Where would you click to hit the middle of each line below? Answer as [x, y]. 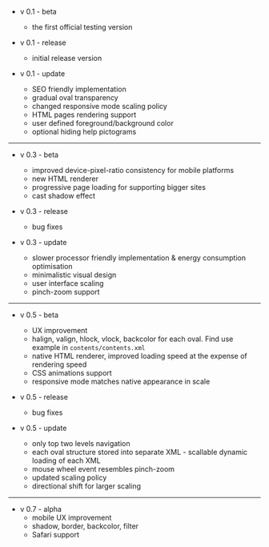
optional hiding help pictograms [84, 132]
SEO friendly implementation [79, 89]
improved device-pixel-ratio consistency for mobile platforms [133, 170]
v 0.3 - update [43, 242]
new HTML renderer [65, 179]
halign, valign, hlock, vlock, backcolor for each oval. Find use [132, 339]
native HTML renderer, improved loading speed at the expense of [139, 356]
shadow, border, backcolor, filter [85, 526]
